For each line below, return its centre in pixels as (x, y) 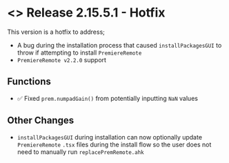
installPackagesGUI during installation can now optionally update (109, 137)
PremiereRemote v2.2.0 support (62, 59)
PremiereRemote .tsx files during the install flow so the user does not (114, 144)
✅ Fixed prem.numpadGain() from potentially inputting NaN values (108, 98)
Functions (29, 82)
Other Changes (41, 121)
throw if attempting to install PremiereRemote (79, 52)
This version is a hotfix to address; (56, 32)
